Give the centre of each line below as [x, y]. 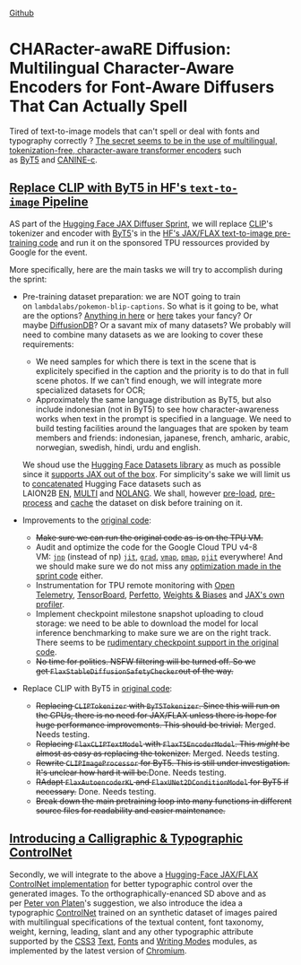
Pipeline [65, 202]
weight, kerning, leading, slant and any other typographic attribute [131, 931]
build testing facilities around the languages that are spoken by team [162, 428]
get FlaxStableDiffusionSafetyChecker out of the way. [135, 671]
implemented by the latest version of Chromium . [98, 951]
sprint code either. [69, 575]
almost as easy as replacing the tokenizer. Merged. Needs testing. [158, 753]
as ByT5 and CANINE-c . [54, 160]
